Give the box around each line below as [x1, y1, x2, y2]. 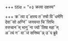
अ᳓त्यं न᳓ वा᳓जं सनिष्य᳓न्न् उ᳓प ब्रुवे [5, 30, 58, 36]
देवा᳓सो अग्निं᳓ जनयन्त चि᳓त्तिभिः [5, 19, 54, 25]
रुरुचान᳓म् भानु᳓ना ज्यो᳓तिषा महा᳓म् [5, 25, 59, 30]
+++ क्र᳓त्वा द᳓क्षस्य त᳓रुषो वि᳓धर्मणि [5, 14, 64, 19]
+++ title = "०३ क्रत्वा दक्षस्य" [5, 4, 55, 10]
